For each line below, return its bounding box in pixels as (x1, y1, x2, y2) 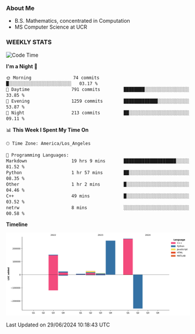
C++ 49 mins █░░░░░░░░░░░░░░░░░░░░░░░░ (6, 193, 190, 199)
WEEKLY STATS (6, 38, 52, 46)
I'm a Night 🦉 (6, 62, 38, 69)
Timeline (6, 221, 28, 228)
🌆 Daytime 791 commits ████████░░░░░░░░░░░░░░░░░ (6, 86, 190, 92)
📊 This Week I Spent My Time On (6, 126, 89, 133)
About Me (6, 4, 35, 12)
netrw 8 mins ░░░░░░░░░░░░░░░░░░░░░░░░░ (6, 204, 190, 211)
